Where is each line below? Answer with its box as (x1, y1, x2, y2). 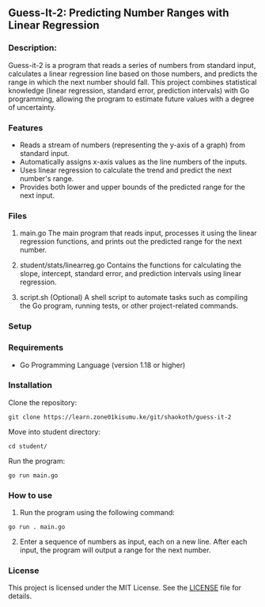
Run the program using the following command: (19, 508, 176, 518)
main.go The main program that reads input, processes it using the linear (19, 229, 257, 238)
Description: (8, 43, 57, 54)
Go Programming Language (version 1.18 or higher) (19, 360, 186, 370)
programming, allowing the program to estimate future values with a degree (8, 94, 255, 104)
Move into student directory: (8, 427, 101, 436)
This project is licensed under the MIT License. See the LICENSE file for (8, 583, 242, 593)
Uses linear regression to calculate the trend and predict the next (19, 165, 232, 175)
